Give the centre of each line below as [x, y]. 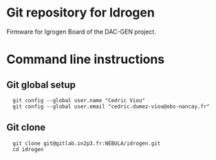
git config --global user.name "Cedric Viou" [79, 100]
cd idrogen [28, 149]
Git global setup [41, 85]
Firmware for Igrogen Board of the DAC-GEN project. [81, 32]
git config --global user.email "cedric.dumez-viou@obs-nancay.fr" [111, 106]
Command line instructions [86, 59]
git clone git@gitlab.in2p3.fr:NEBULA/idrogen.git [87, 143]
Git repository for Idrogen [81, 13]
